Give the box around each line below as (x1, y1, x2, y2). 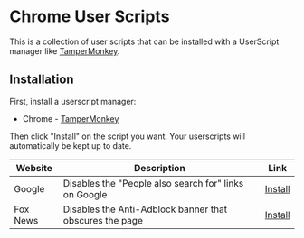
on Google (62, 188, 108, 200)
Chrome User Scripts (9, 6, 170, 27)
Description (134, 161, 185, 174)
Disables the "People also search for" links (62, 177, 244, 189)
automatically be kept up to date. (9, 140, 132, 151)
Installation (9, 72, 74, 87)
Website (15, 161, 52, 174)
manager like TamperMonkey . (9, 45, 120, 56)
